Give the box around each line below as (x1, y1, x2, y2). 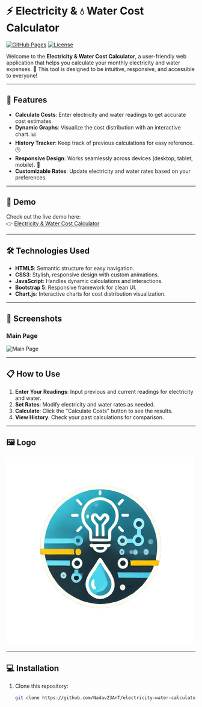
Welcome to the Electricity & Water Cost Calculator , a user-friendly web (6, 52, 187, 60)
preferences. (14, 173, 47, 181)
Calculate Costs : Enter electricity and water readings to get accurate (14, 111, 186, 118)
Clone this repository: (14, 682, 69, 690)
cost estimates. (14, 117, 53, 125)
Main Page (6, 331, 38, 340)
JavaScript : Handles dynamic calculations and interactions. (14, 278, 164, 285)
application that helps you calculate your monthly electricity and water (6, 59, 180, 66)
